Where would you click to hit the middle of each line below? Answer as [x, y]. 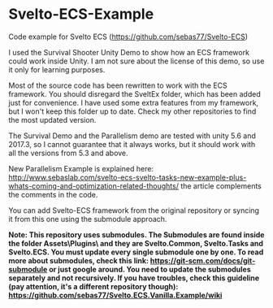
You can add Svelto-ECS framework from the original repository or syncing [134, 210]
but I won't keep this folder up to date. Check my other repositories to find [132, 111]
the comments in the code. [53, 194]
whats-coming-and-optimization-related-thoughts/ [93, 186]
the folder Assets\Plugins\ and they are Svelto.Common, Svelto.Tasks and [136, 243]
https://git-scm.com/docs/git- [203, 260]
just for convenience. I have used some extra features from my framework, [133, 102]
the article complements [221, 186]
